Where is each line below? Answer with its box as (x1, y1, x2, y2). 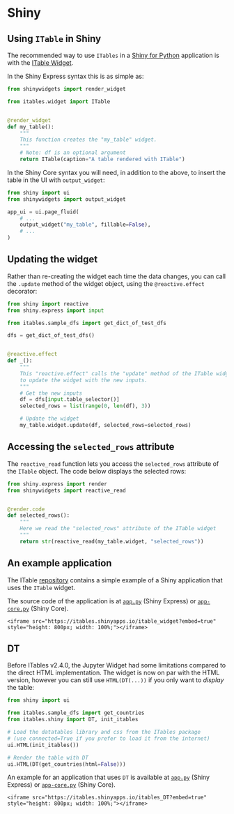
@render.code (7, 506, 45, 513)
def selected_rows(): (7, 512, 70, 519)
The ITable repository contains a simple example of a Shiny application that (7, 575, 223, 584)
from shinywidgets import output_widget (7, 195, 127, 203)
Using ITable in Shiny (7, 33, 102, 45)
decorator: (7, 287, 38, 295)
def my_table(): (7, 123, 54, 130)
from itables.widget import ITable (7, 98, 111, 105)
